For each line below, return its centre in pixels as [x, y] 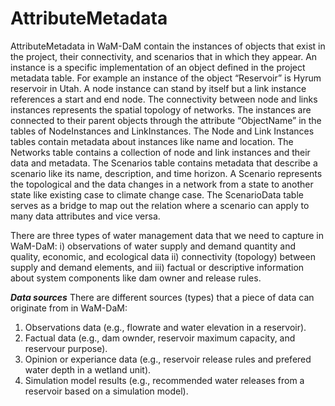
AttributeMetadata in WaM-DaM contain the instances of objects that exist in [168, 46]
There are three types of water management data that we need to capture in [167, 235]
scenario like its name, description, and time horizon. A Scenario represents [166, 173]
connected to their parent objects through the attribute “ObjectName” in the [166, 120]
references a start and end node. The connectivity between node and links [164, 99]
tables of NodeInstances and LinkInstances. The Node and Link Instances [162, 131]
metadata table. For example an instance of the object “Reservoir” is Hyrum [166, 78]
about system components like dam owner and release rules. [136, 278]
